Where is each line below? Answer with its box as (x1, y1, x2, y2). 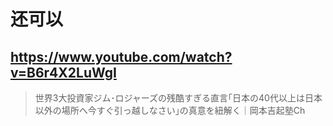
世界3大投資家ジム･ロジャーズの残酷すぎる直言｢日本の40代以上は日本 (34, 92, 323, 104)
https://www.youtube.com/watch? (10, 48, 233, 65)
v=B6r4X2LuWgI (10, 64, 117, 81)
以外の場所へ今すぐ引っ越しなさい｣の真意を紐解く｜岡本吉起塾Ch (34, 105, 306, 116)
